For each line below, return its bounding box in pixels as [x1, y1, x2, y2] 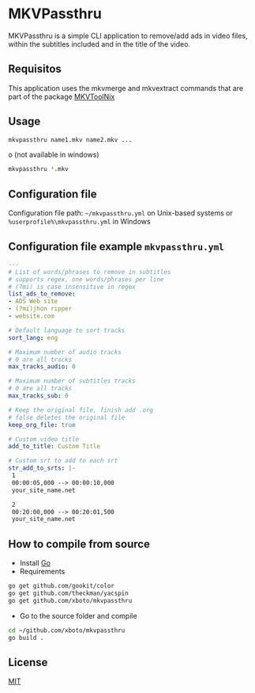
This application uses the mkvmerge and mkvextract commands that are [8, 83, 243, 93]
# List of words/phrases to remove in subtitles [8, 268, 171, 276]
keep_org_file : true [8, 421, 77, 428]
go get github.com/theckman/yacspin [8, 589, 129, 597]
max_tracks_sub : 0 [8, 392, 69, 400]
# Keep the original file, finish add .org [8, 406, 154, 414]
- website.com [8, 312, 55, 321]
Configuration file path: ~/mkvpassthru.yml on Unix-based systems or [8, 208, 233, 218]
